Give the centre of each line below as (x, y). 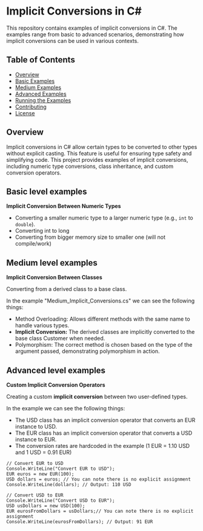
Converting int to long (42, 231)
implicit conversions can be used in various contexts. (73, 41)
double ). (25, 224)
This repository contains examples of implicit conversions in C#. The (92, 28)
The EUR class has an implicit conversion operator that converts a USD (104, 433)
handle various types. (42, 326)
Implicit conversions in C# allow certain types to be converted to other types (102, 147)
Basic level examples (47, 191)
